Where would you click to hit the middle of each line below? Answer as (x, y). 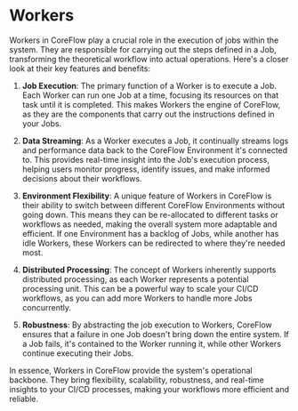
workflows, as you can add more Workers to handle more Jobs (137, 298)
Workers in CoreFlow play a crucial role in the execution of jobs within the (144, 40)
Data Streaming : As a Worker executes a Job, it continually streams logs (155, 141)
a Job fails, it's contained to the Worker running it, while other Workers (152, 343)
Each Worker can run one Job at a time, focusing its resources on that (150, 95)
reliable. (24, 399)
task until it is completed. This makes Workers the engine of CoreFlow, (151, 104)
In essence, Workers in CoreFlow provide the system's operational (131, 370)
